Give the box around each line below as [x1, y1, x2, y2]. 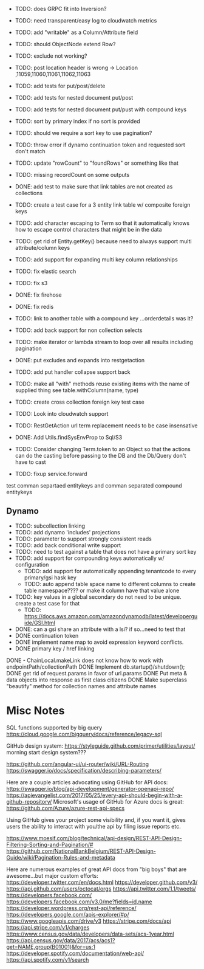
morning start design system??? [6, 748, 86, 756]
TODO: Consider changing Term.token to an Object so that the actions [15, 446, 191, 452]
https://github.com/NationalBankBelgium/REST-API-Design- [6, 847, 156, 855]
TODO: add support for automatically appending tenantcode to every [24, 567, 197, 574]
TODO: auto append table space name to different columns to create [24, 580, 196, 587]
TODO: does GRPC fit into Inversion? [15, 5, 107, 12]
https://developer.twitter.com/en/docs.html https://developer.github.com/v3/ [6, 878, 198, 886]
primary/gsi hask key [24, 574, 77, 581]
